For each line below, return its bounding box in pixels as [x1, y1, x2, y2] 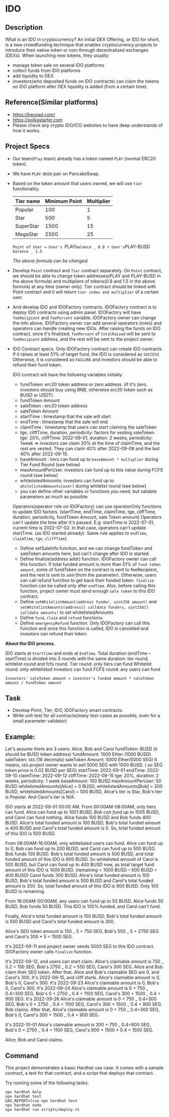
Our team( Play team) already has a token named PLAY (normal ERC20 [12, 155, 156, 162]
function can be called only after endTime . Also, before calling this [20, 582, 156, 589]
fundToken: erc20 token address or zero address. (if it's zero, [20, 381, 147, 387]
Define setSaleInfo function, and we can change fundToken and [20, 545, 152, 551]
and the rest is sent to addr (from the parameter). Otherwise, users [20, 572, 157, 578]
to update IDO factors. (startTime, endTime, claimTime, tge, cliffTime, [12, 509, 156, 515]
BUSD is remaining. [5, 889, 45, 895]
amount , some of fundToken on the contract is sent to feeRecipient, [20, 567, 158, 573]
